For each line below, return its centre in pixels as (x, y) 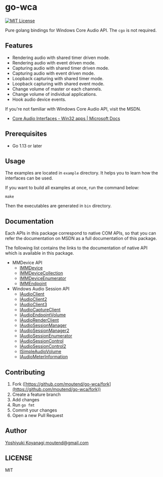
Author (16, 431)
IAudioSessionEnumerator (46, 336)
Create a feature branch (36, 394)
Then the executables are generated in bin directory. (58, 206)
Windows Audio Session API (41, 289)
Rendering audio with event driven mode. (54, 62)
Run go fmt (24, 405)
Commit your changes (35, 410)
